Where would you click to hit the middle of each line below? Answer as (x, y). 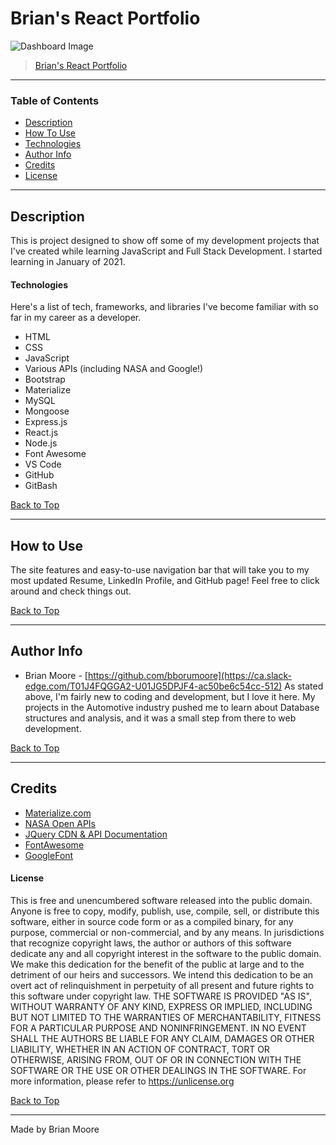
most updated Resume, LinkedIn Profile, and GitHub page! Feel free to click (165, 581)
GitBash (41, 486)
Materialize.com (58, 813)
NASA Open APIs (60, 823)
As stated (304, 686)
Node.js (41, 443)
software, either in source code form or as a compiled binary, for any (152, 921)
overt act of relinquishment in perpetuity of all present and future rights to (162, 985)
